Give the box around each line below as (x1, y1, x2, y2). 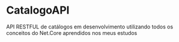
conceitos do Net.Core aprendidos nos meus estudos (6, 29, 137, 36)
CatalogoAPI (6, 4, 70, 17)
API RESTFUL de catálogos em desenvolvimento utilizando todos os (6, 23, 174, 30)
